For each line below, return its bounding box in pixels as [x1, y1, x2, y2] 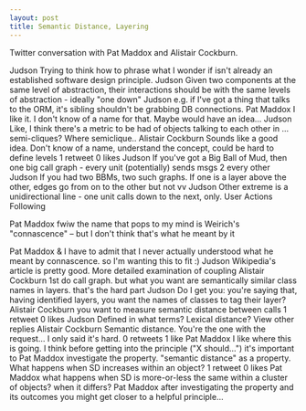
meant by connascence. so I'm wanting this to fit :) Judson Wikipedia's [9, 255, 277, 266]
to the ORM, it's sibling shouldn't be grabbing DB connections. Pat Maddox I [9, 103, 296, 114]
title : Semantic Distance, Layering [9, 22, 149, 31]
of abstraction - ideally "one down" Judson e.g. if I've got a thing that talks [9, 93, 290, 105]
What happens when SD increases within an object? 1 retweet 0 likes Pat [9, 362, 283, 373]
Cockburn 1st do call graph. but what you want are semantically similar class [9, 275, 297, 286]
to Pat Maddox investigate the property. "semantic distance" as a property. [9, 353, 291, 364]
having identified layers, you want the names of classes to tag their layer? [9, 294, 286, 305]
